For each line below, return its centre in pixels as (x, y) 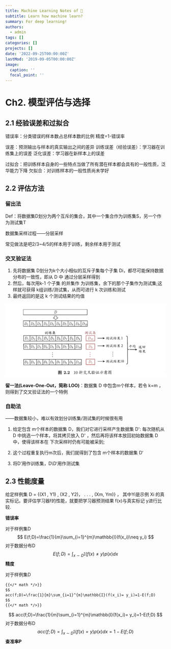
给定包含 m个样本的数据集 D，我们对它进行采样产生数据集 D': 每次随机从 (89, 429)
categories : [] (21, 43)
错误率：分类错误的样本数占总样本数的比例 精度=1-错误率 (65, 136)
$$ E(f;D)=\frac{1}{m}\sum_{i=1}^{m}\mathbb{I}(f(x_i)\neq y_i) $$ (85, 537)
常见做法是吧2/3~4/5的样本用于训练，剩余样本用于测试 (63, 244)
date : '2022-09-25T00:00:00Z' (37, 53)
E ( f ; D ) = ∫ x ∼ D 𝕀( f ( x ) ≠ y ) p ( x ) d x (85, 554)
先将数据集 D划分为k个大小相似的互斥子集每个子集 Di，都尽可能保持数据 (88, 271)
